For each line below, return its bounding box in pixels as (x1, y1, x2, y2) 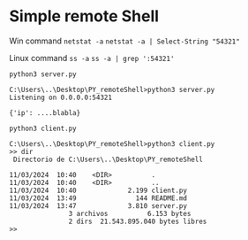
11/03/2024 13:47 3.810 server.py (9, 201, 188, 210)
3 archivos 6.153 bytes (68, 209, 192, 218)
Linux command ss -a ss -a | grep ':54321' (9, 52, 175, 63)
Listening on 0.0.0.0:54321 (9, 93, 113, 102)
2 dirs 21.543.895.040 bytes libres (68, 217, 207, 226)
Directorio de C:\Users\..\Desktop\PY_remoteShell (12, 155, 203, 164)
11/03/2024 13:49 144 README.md (9, 193, 188, 203)
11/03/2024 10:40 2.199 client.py (9, 186, 188, 195)
